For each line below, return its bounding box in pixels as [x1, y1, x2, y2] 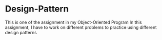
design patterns [5, 29, 37, 35]
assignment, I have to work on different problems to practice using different [5, 24, 157, 30]
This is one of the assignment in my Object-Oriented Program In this [5, 19, 142, 25]
